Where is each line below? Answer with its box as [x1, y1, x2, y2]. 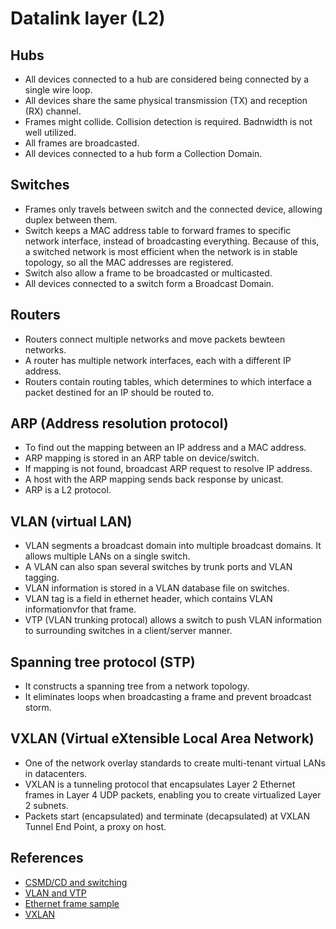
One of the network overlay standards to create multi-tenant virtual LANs [24, 757, 326, 769]
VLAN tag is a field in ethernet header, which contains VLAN [24, 593, 273, 605]
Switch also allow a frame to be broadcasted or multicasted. [24, 267, 273, 279]
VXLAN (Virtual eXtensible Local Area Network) [10, 730, 315, 747]
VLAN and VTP [24, 887, 87, 899]
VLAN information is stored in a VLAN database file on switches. [24, 582, 290, 594]
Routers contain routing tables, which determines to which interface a [24, 375, 312, 387]
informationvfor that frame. [24, 603, 137, 616]
